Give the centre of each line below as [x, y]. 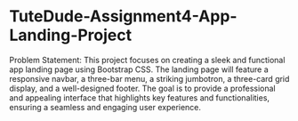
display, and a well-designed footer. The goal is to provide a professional [142, 88]
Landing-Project [71, 35]
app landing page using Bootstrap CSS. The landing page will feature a [139, 69]
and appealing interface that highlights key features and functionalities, [139, 97]
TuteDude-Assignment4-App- [123, 16]
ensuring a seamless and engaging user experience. [105, 107]
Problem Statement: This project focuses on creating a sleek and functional [147, 60]
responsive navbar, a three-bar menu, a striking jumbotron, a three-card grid [149, 78]
